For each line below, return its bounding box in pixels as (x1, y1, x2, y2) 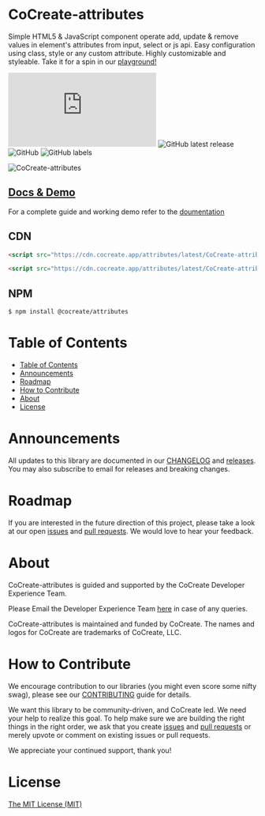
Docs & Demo (8, 186, 76, 199)
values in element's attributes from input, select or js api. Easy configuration (8, 39, 256, 49)
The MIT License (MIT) (8, 799, 83, 809)
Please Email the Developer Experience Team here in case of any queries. (8, 604, 248, 613)
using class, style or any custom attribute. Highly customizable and (8, 48, 226, 58)
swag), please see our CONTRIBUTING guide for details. (8, 690, 192, 699)
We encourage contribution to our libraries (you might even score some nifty (8, 681, 257, 690)
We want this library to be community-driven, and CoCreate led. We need (8, 705, 247, 714)
